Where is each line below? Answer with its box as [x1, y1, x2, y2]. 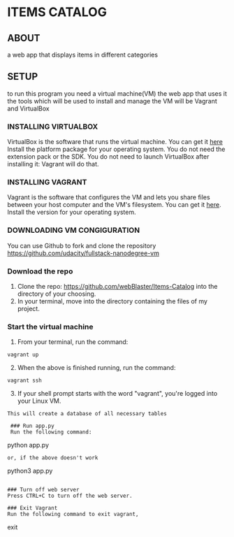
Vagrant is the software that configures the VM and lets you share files [7, 193, 211, 201]
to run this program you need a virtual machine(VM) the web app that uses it [7, 89, 227, 98]
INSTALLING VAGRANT [7, 178, 87, 187]
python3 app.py [7, 466, 53, 475]
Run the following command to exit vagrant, [7, 511, 139, 518]
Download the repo [7, 266, 73, 276]
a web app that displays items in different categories [7, 50, 159, 59]
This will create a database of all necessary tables [7, 410, 168, 417]
